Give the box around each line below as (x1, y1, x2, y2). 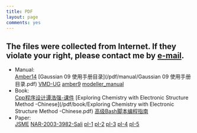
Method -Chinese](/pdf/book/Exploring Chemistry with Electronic (14, 101, 175, 108)
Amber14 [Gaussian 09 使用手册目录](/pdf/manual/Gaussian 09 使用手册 (14, 73, 191, 80)
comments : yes (6, 19, 41, 25)
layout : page (6, 14, 38, 20)
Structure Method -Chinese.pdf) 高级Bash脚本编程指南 (14, 108, 148, 115)
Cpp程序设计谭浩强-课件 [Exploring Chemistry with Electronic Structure (14, 94, 189, 101)
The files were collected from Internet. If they (6, 41, 176, 51)
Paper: (14, 114, 31, 121)
